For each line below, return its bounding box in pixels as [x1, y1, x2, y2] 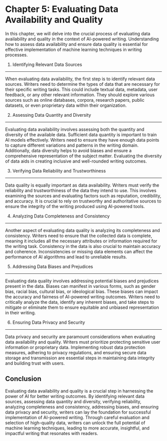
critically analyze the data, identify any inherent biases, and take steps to [5, 299, 155, 305]
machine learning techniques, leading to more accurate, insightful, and [5, 425, 150, 431]
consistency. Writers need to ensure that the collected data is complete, [5, 232, 153, 238]
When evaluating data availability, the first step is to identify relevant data [5, 76, 155, 82]
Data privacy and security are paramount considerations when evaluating [5, 333, 156, 340]
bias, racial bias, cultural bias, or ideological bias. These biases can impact [5, 288, 158, 294]
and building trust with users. [5, 360, 65, 366]
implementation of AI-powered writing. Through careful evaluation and [5, 414, 150, 420]
